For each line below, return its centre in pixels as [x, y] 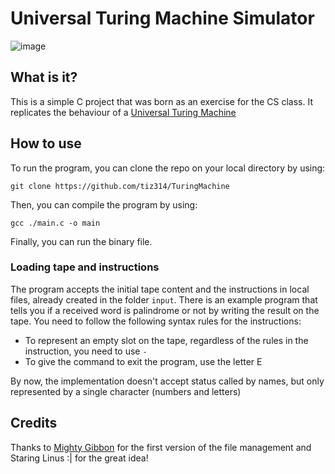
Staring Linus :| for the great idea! [79, 458]
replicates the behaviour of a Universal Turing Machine [123, 112]
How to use [46, 143]
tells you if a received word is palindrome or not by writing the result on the [165, 310]
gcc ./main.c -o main [55, 223]
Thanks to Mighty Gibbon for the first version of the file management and [161, 447]
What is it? [44, 77]
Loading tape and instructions [85, 267]
